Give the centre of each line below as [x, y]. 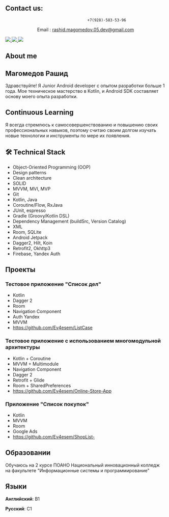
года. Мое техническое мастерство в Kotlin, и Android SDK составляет [82, 91]
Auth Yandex [26, 317]
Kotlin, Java [25, 199]
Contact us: [24, 8]
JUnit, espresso [29, 210]
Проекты [20, 270]
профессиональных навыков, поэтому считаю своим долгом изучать [81, 130]
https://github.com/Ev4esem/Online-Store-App [62, 391]
